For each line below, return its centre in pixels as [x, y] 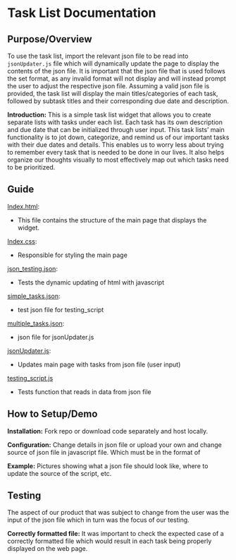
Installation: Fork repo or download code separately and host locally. [108, 431]
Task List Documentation [82, 13]
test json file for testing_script [61, 309]
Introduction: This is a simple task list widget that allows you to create [109, 115]
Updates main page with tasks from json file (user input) [99, 364]
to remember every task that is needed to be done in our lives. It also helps [116, 152]
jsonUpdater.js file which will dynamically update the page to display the [113, 64]
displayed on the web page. [48, 549]
